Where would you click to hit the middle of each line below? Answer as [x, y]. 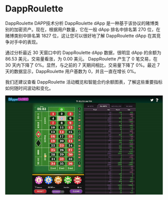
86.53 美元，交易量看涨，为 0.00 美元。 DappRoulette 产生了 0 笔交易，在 [81, 58]
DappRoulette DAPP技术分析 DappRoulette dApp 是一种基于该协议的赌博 [80, 23]
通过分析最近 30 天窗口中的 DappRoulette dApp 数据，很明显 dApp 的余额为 [83, 52]
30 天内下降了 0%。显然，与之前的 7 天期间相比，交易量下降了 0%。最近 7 [82, 65]
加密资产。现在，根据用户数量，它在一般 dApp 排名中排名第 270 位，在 [87, 29]
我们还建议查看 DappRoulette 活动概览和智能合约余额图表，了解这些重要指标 [84, 82]
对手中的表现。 [25, 42]
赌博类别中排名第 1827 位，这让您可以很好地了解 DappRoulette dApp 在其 [81, 35]
